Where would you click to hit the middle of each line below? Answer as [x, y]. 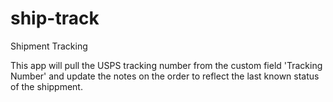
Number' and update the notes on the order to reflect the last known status [165, 76]
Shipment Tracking [49, 46]
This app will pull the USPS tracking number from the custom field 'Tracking [166, 65]
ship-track [55, 18]
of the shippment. [46, 86]
